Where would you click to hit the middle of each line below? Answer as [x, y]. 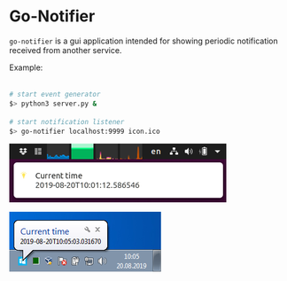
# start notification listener [67, 122]
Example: [26, 67]
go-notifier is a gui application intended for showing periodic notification [144, 41]
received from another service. [66, 50]
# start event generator [55, 94]
